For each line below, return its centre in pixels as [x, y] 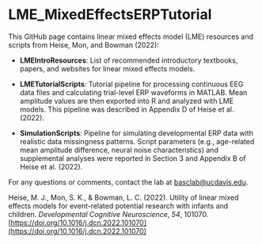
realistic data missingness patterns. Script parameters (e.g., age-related [137, 141]
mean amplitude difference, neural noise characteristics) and [119, 150]
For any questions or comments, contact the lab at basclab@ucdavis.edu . [128, 182]
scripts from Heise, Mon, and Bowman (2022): [84, 44]
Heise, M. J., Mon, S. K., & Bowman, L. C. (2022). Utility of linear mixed [123, 197]
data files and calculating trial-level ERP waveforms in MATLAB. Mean [133, 92]
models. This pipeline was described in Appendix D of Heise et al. [127, 109]
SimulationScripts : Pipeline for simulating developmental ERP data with [136, 133]
